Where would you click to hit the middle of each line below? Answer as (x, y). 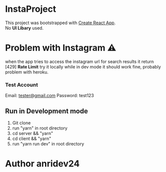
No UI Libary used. (24, 28)
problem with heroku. (27, 72)
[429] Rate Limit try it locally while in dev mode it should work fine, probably (83, 67)
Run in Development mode (46, 111)
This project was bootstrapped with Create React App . (61, 23)
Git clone (21, 123)
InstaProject (31, 9)
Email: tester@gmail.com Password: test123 (50, 96)
